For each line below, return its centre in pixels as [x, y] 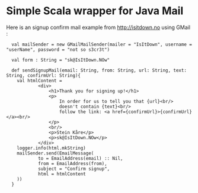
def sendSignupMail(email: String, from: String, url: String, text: [99, 70]
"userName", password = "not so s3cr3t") [58, 49]
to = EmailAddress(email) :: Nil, [80, 158]
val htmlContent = [39, 81]
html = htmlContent [62, 174]
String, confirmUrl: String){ [44, 75]
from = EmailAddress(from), [73, 163]
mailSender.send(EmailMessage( [55, 153]
